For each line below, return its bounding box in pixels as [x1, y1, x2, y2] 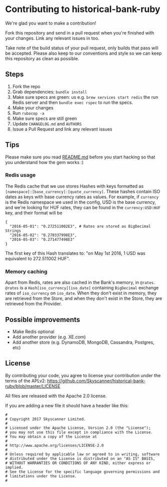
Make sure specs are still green [12, 115, 77, 121]
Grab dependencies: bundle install [12, 89, 87, 95]
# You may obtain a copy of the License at [5, 434, 97, 439]
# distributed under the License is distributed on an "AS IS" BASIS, [5, 456, 155, 461]
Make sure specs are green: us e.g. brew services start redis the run [12, 94, 158, 100]
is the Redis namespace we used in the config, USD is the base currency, [5, 199, 156, 205]
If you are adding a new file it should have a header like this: [5, 402, 129, 408]
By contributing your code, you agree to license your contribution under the [5, 372, 161, 378]
